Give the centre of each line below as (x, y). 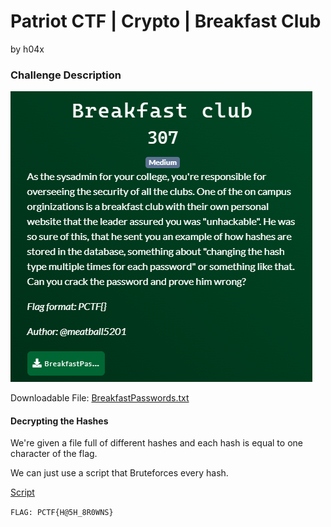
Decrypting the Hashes (59, 421)
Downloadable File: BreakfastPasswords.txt (100, 398)
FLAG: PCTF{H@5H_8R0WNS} (62, 513)
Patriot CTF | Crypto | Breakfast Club (166, 21)
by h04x (27, 49)
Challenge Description (66, 75)
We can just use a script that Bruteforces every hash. (119, 473)
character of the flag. (54, 454)
